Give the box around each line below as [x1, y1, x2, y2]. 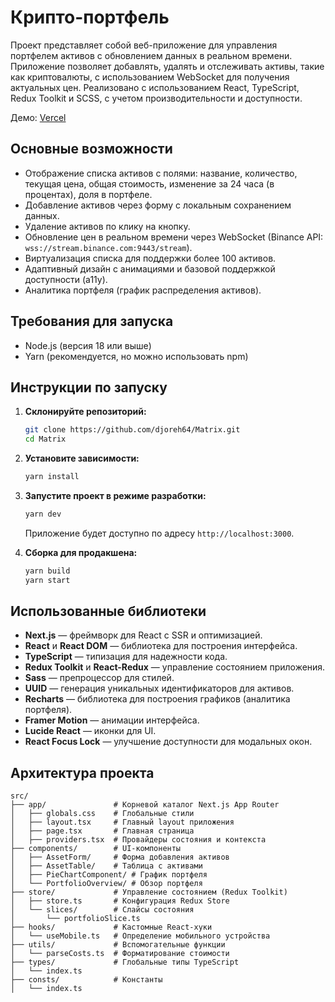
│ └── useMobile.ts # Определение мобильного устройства [10, 931, 271, 941]
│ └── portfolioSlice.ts [10, 914, 141, 924]
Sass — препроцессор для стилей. [24, 672, 175, 684]
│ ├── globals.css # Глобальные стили [10, 809, 195, 819]
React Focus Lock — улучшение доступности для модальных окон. [24, 736, 313, 748]
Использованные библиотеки [10, 603, 207, 620]
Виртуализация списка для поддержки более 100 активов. [24, 252, 277, 264]
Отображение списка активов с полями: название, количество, [24, 167, 298, 179]
